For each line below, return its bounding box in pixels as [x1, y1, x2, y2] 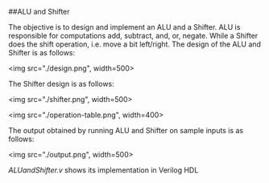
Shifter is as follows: [8, 48, 76, 57]
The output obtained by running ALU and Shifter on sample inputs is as [8, 126, 244, 135]
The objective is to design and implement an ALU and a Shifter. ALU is [8, 22, 241, 31]
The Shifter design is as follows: [8, 79, 114, 88]
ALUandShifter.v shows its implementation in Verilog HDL [8, 165, 199, 175]
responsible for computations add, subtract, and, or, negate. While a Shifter [8, 31, 259, 40]
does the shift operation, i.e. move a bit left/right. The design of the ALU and [8, 39, 262, 49]
